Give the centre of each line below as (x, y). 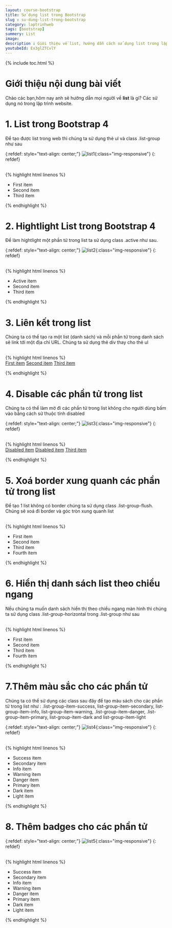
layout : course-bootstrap (33, 10)
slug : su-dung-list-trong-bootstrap (46, 20)
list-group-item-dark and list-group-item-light (98, 717)
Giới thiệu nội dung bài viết (63, 83)
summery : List (20, 34)
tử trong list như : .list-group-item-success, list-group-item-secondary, (80, 706)
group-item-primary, (27, 717)
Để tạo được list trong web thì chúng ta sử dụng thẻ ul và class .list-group (83, 138)
